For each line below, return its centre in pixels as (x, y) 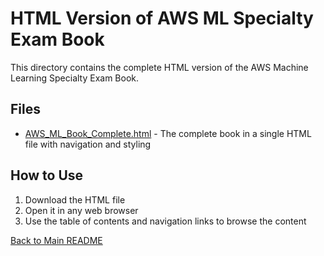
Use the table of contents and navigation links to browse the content (165, 221)
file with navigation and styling (88, 144)
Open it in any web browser (81, 210)
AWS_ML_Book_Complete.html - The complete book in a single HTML (168, 133)
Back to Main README (56, 240)
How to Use (47, 175)
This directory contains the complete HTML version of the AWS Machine (159, 67)
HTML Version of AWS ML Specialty (162, 18)
